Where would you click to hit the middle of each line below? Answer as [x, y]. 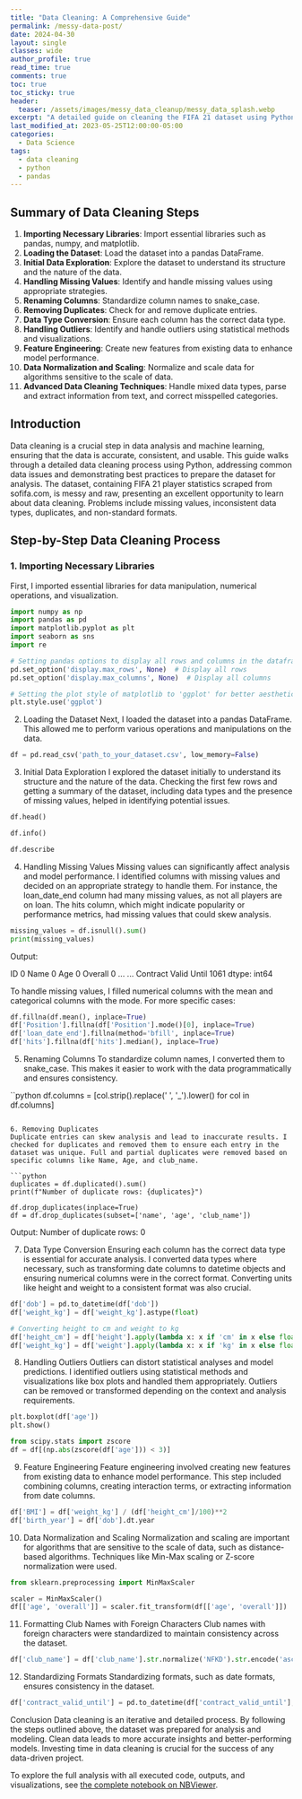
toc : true [29, 84]
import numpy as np [47, 612]
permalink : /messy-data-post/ [67, 26]
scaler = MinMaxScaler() [56, 1599]
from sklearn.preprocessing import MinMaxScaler [103, 1582]
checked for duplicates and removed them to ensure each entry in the [145, 1145]
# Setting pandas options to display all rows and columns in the [137, 661]
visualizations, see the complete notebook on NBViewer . [114, 1785]
